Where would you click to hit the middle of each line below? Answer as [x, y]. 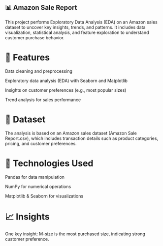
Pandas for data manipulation [35, 177]
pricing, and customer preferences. [41, 143]
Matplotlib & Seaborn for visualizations [44, 196]
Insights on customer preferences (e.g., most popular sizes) [66, 90]
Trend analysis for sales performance [43, 100]
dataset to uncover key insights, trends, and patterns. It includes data [75, 27]
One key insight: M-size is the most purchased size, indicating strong [75, 234]
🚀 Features [28, 57]
